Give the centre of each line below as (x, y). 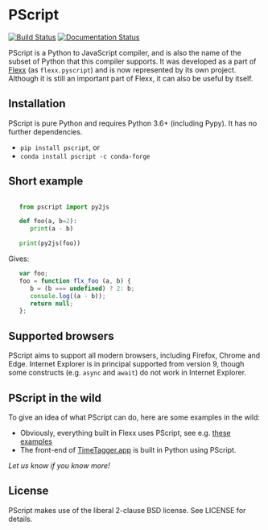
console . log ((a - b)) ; (68, 296)
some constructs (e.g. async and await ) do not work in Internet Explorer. (128, 373)
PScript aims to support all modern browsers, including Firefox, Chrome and (134, 355)
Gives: (19, 259)
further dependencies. (45, 131)
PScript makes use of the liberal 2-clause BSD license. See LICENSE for (127, 510)
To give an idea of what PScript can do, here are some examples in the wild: (134, 417)
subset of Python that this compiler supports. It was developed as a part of (132, 61)
